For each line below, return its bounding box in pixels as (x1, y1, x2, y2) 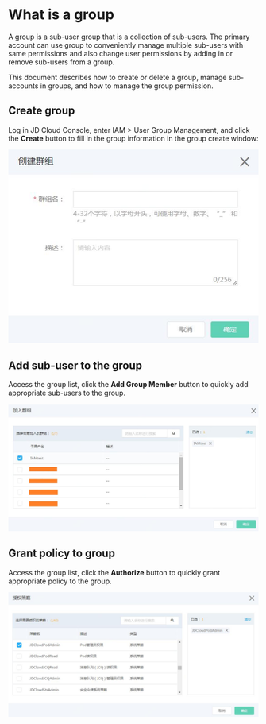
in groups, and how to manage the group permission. (40, 81, 214, 91)
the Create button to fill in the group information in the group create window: (8, 134, 259, 143)
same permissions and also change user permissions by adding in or (8, 48, 233, 58)
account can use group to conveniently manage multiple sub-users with (8, 40, 244, 49)
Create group (8, 104, 75, 118)
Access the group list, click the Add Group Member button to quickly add (8, 380, 249, 389)
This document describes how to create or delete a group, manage (8, 72, 227, 82)
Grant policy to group (8, 547, 115, 560)
